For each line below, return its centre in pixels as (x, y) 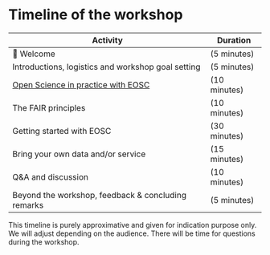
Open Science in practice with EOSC (81, 84)
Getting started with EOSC (62, 131)
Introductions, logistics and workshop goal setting (106, 67)
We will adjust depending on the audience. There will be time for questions (132, 233)
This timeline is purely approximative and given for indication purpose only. (133, 225)
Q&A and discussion (50, 176)
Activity (107, 40)
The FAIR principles (49, 107)
